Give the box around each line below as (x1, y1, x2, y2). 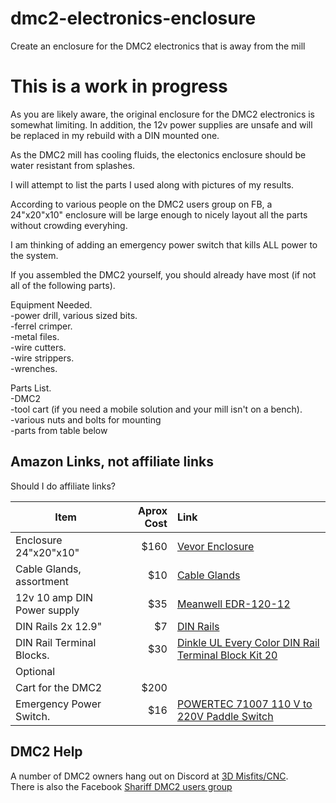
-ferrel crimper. (10, 320, 73, 332)
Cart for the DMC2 (15, 680, 103, 694)
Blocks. (15, 648, 50, 662)
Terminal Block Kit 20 (176, 648, 278, 662)
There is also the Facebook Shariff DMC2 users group (10, 780, 233, 792)
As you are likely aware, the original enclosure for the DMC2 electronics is (10, 108, 316, 120)
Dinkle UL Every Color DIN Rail (176, 635, 320, 649)
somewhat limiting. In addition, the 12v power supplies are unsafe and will (10, 118, 313, 131)
